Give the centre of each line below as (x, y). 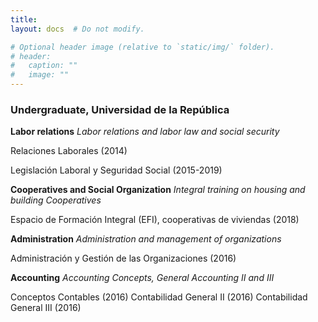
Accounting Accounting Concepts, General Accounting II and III (142, 278)
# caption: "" (44, 66)
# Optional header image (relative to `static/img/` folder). (142, 47)
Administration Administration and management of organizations (146, 239)
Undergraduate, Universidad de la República (120, 109)
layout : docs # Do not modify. (77, 29)
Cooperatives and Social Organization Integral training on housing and (158, 190)
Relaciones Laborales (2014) (69, 151)
